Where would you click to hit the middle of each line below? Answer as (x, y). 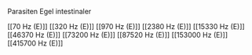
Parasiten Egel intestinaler (49, 11)
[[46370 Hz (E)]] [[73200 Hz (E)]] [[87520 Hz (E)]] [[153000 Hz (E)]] (118, 35)
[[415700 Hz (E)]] (35, 43)
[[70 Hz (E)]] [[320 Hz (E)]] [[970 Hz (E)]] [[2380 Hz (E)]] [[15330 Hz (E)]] (126, 26)
